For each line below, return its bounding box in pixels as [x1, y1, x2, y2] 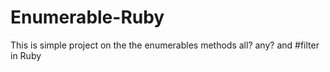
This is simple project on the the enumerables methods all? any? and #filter [10, 39, 320, 51]
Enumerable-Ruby [10, 6, 165, 29]
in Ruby [10, 49, 42, 61]
